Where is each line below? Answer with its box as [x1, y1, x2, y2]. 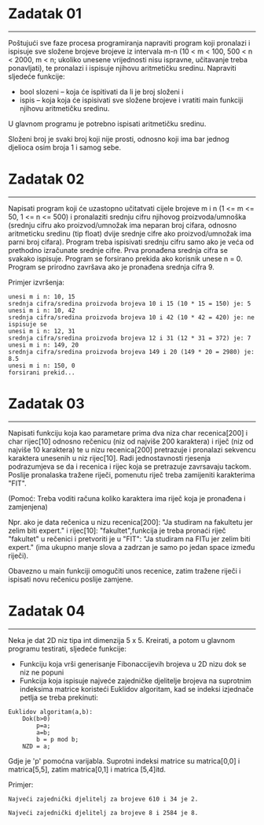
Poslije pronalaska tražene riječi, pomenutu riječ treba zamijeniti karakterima [8, 470, 255, 479]
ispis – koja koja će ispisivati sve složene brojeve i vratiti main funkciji [19, 95, 244, 105]
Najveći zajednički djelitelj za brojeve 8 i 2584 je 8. [8, 808, 199, 816]
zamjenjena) [8, 502, 49, 511]
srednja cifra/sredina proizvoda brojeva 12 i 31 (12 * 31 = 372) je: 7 [8, 334, 251, 342]
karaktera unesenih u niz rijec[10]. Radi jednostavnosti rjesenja [8, 453, 211, 463]
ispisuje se [8, 320, 47, 328]
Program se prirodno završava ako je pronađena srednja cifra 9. [8, 262, 214, 272]
